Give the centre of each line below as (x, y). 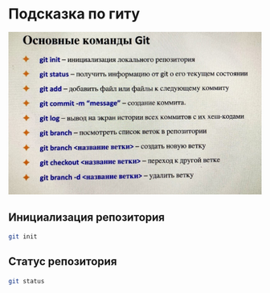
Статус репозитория (63, 262)
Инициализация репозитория (86, 217)
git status (27, 281)
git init (23, 237)
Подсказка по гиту (74, 14)
